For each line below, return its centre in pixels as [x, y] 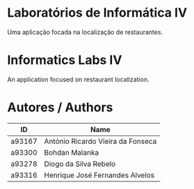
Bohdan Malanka [72, 152]
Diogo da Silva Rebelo [80, 163]
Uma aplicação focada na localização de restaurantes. [85, 32]
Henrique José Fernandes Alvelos [99, 175]
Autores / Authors [60, 107]
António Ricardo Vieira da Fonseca [100, 141]
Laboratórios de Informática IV [97, 13]
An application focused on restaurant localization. [78, 79]
